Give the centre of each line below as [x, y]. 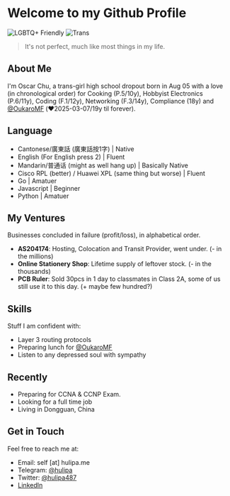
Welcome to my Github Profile [97, 13]
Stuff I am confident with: [44, 326]
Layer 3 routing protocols [54, 340]
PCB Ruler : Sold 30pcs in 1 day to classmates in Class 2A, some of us [119, 279]
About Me [29, 69]
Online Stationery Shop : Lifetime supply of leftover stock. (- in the [115, 264]
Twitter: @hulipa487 [47, 478]
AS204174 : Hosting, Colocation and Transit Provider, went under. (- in [120, 249]
